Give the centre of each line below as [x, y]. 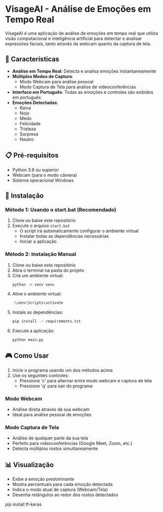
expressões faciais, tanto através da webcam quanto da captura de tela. [78, 43]
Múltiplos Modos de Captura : [43, 76]
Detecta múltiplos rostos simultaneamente [55, 449]
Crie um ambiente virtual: [38, 275]
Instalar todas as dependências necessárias [64, 236]
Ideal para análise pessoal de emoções [52, 415]
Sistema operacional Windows [43, 180]
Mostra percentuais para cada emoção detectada [62, 484]
